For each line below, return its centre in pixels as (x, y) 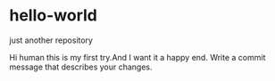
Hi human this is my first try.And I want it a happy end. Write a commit (137, 57)
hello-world (54, 16)
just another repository (51, 40)
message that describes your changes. (81, 67)
